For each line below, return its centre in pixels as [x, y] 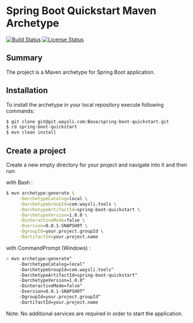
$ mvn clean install [31, 132]
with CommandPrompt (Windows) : [48, 248]
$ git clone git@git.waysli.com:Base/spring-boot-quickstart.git [87, 121]
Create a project [36, 151]
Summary [24, 58]
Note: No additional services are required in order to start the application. [94, 313]
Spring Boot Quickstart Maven [81, 11]
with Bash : [20, 182]
